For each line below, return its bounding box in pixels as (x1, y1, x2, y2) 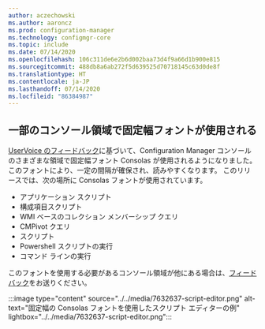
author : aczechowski (8, 11, 77, 20)
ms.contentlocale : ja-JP (8, 77, 90, 85)
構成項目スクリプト (19, 202, 83, 211)
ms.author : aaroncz (8, 19, 73, 27)
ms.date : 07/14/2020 (8, 48, 77, 56)
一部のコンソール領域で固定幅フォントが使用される (8, 123, 257, 136)
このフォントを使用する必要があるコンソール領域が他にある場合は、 (8, 268, 230, 278)
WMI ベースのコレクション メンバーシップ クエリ (19, 212, 179, 222)
